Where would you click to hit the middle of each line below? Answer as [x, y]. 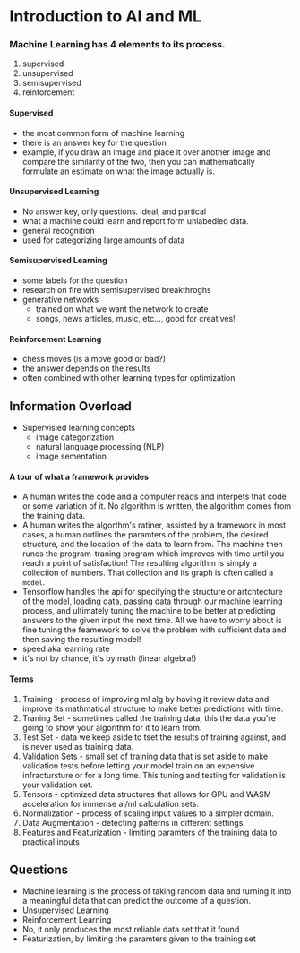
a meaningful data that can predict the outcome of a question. [137, 901]
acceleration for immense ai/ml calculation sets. [111, 803]
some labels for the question [75, 280]
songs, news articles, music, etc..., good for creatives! [135, 319]
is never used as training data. [78, 746]
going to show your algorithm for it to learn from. [112, 727]
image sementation [71, 456]
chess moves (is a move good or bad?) [94, 359]
